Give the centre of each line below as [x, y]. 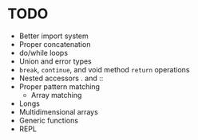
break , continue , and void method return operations [104, 69]
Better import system [53, 36]
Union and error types [55, 61]
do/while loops [44, 52]
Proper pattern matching [59, 86]
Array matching [56, 95]
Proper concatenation [55, 44]
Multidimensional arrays [59, 111]
